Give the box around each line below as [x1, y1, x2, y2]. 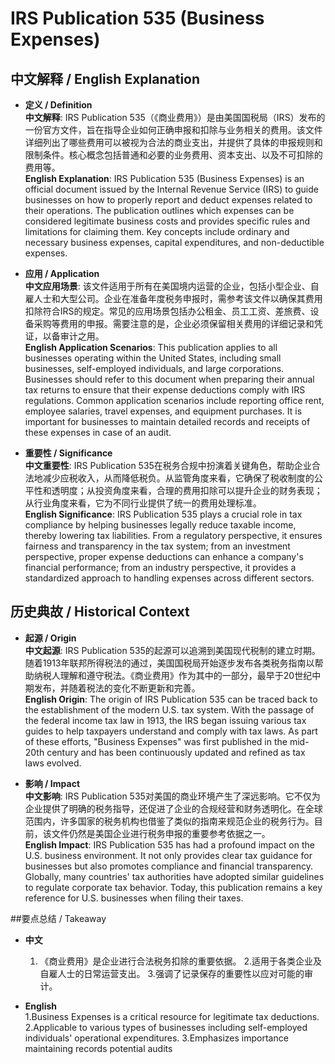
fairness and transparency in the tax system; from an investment [24, 540, 291, 552]
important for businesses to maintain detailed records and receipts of [24, 416, 311, 427]
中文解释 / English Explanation [10, 70, 201, 87]
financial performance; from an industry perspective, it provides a [24, 562, 297, 573]
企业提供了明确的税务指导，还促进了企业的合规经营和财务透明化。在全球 [24, 802, 323, 814]
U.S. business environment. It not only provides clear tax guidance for [24, 849, 313, 861]
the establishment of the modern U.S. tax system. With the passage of [24, 703, 315, 716]
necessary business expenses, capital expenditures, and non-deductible [24, 237, 325, 248]
